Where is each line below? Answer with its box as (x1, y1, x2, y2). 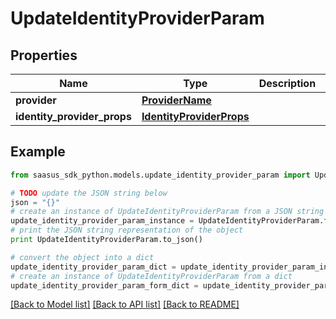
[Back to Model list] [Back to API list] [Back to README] (10, 298, 240, 311)
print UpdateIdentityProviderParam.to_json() (10, 235, 203, 245)
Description (258, 77, 317, 90)
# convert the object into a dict (10, 252, 155, 262)
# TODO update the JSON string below (10, 188, 168, 198)
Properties (10, 47, 78, 64)
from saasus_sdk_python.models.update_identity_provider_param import (10, 170, 311, 180)
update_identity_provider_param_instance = (10, 216, 195, 226)
